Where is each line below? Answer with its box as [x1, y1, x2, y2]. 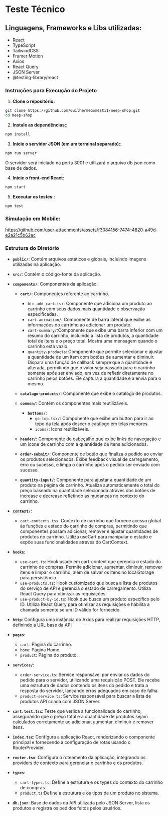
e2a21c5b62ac [5, 232, 36, 238]
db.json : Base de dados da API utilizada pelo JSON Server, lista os [12, 800, 150, 806]
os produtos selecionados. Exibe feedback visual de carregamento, [20, 456, 159, 462]
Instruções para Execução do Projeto [5, 87, 97, 94]
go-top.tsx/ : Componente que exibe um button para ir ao [35, 416, 154, 422]
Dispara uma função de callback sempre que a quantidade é [27, 359, 152, 366]
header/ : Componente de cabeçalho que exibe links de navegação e [20, 436, 161, 442]
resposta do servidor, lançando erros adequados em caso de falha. [20, 688, 159, 694]
